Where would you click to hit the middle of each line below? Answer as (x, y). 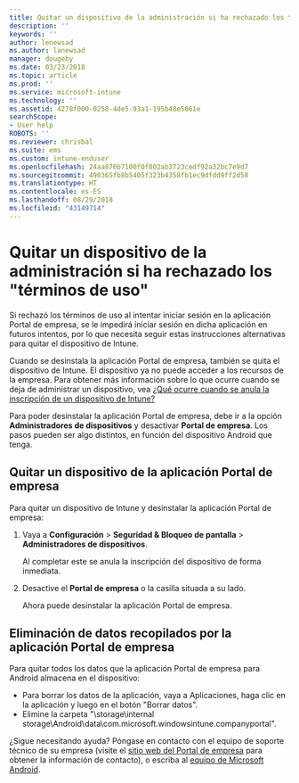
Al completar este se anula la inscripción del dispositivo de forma (141, 561)
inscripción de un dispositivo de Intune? (82, 399)
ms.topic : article (43, 76)
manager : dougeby (41, 59)
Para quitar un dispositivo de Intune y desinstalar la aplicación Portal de (140, 507)
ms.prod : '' (31, 84)
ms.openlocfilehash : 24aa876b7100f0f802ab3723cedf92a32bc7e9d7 (129, 167)
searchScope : (33, 117)
